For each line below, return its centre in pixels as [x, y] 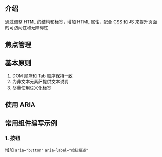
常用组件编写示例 [31, 123]
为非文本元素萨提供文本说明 [40, 82]
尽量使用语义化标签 [32, 88]
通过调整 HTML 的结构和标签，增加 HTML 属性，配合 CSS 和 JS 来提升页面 [81, 22]
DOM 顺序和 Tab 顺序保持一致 [42, 76]
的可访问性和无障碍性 [27, 27]
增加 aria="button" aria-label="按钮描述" [47, 150]
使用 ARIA [20, 105]
